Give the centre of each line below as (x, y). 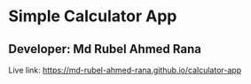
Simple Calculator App (93, 16)
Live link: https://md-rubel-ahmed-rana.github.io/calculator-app (125, 70)
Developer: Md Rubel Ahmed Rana (105, 49)
